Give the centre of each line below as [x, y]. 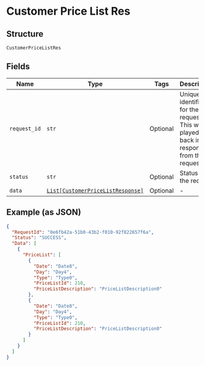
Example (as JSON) [44, 212]
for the [189, 110]
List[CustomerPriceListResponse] [95, 190]
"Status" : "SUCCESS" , [39, 238]
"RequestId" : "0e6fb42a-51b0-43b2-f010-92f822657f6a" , [83, 232]
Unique [190, 94]
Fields [18, 66]
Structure [25, 34]
